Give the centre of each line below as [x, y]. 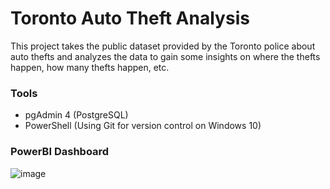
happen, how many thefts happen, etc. [90, 67]
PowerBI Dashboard [60, 152]
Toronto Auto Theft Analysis [130, 18]
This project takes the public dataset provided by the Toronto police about [163, 46]
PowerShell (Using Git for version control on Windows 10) [143, 126]
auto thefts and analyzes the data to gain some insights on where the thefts [165, 56]
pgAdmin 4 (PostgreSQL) [76, 115]
